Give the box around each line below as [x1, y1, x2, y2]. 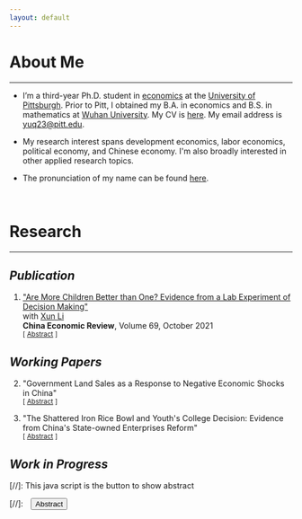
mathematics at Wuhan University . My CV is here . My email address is [22, 109, 283, 119]
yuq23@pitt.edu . [22, 119, 85, 129]
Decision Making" [22, 302, 88, 312]
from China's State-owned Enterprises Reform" [22, 423, 198, 434]
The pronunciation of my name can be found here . [22, 172, 209, 183]
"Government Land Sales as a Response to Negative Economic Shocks [22, 378, 285, 389]
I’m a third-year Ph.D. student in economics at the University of [22, 90, 256, 101]
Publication [9, 268, 75, 283]
